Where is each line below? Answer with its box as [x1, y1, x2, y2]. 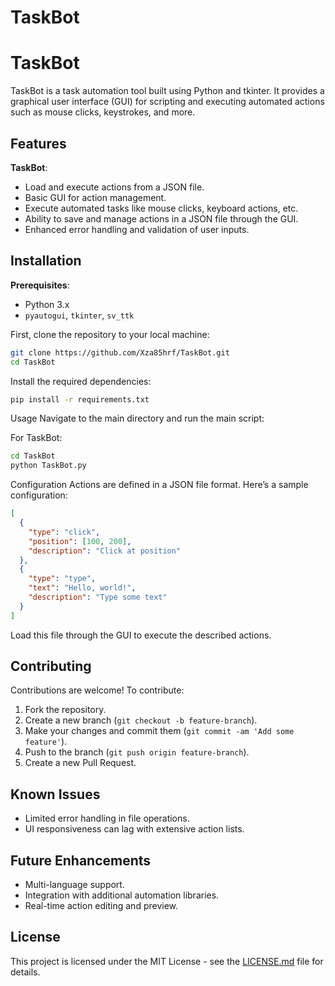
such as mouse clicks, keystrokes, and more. [10, 106, 196, 118]
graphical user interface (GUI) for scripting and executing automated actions [10, 96, 325, 108]
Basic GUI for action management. [24, 191, 167, 203]
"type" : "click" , [28, 527, 101, 537]
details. [10, 966, 41, 978]
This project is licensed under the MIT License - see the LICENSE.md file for [10, 955, 324, 967]
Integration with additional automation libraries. [24, 889, 220, 901]
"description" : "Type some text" [28, 592, 168, 602]
